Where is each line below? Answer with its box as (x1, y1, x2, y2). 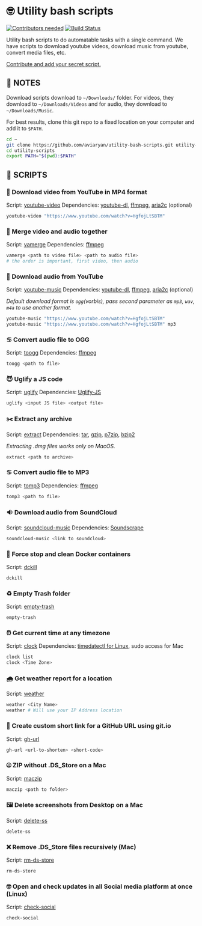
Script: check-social (6, 903, 56, 911)
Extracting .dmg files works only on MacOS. (6, 442, 115, 449)
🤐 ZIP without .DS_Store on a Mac (6, 761, 106, 770)
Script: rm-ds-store (6, 856, 54, 864)
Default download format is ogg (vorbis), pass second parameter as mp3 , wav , (6, 297, 195, 305)
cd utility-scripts (6, 147, 55, 154)
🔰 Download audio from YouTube (6, 272, 104, 281)
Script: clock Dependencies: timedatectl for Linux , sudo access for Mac (6, 642, 183, 650)
